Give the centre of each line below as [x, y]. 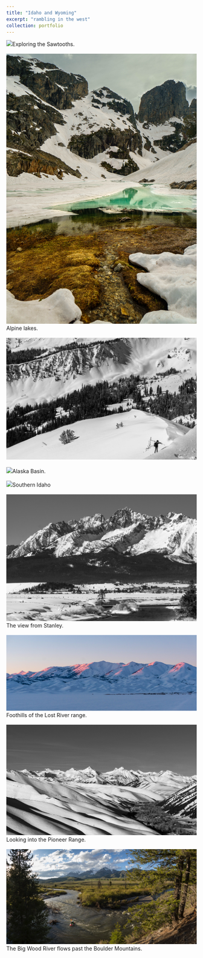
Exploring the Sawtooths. [43, 44]
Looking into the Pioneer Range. [46, 840]
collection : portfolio [35, 25]
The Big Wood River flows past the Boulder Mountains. [74, 949]
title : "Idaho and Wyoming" [42, 13]
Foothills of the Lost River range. [47, 715]
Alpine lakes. [22, 328]
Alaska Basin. [29, 471]
